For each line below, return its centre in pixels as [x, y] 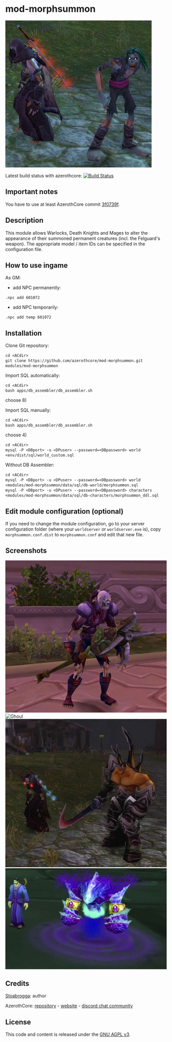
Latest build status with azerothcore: [44, 175]
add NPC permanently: [37, 288]
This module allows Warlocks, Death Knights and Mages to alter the [77, 233]
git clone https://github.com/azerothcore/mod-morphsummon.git [74, 361]
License [18, 1022]
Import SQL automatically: [33, 376]
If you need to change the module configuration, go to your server [75, 524]
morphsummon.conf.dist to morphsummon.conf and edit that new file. [74, 535]
